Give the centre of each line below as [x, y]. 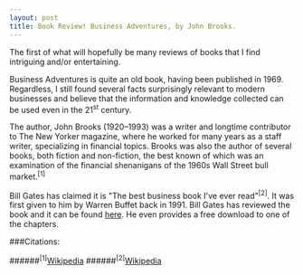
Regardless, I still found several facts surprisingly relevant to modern [137, 89]
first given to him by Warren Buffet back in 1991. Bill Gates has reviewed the [150, 205]
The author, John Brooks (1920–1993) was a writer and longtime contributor [150, 127]
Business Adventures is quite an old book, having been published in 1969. [147, 79]
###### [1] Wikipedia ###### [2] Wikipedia [85, 261]
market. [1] [28, 175]
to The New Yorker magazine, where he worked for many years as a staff [146, 137]
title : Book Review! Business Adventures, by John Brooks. [123, 26]
